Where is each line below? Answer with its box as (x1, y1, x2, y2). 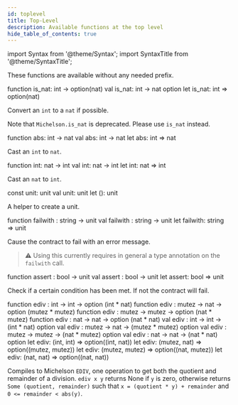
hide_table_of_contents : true (7, 30, 97, 38)
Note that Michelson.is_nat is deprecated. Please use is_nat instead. (7, 120, 211, 129)
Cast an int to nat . (7, 147, 62, 156)
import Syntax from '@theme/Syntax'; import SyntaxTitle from (7, 50, 188, 58)
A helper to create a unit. (7, 202, 80, 211)
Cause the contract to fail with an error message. (7, 237, 151, 246)
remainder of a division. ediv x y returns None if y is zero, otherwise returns (7, 374, 231, 383)
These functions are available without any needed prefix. (7, 71, 174, 80)
